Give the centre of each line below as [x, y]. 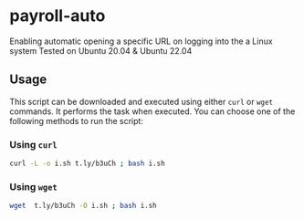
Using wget [33, 186]
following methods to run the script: [77, 120]
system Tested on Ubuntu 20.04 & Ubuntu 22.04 [101, 50]
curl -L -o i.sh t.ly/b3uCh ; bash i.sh [88, 164]
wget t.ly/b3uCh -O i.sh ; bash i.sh [83, 206]
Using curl [33, 144]
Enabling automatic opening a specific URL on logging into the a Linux [141, 41]
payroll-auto [58, 16]
